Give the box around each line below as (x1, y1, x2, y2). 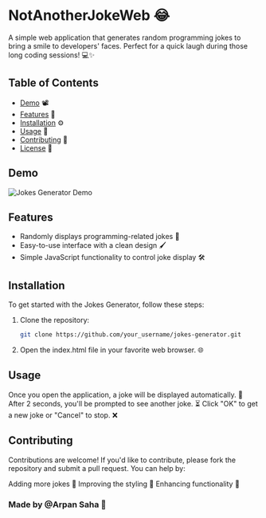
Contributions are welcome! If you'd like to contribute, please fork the (8, 455, 237, 465)
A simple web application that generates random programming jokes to (8, 33, 241, 42)
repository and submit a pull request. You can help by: (8, 463, 186, 473)
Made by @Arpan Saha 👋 (8, 499, 107, 510)
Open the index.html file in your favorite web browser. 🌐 (19, 345, 204, 355)
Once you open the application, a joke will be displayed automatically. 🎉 (8, 390, 243, 399)
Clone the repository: (19, 316, 90, 325)
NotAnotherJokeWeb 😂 (8, 6, 170, 25)
